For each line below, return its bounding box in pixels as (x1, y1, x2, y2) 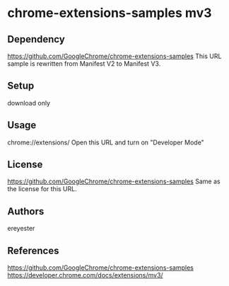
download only (7, 98, 51, 107)
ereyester (7, 224, 35, 233)
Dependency (7, 33, 65, 45)
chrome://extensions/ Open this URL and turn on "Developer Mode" (7, 138, 205, 147)
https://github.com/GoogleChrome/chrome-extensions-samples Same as (7, 177, 221, 185)
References (7, 244, 59, 256)
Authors (7, 205, 45, 217)
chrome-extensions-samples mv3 (7, 5, 212, 21)
